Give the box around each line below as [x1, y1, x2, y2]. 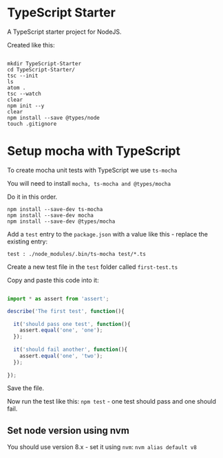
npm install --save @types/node [7, 114, 100, 121]
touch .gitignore [7, 120, 57, 127]
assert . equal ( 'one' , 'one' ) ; [19, 327, 103, 334]
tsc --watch [7, 90, 41, 97]
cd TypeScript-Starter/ [7, 66, 76, 73]
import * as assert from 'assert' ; [7, 295, 109, 302]
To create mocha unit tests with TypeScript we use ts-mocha [7, 166, 178, 174]
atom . [7, 84, 26, 91]
